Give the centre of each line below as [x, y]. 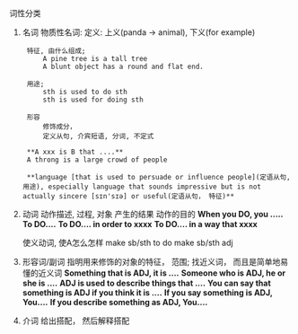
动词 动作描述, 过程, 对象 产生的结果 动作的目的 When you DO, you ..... [153, 214]
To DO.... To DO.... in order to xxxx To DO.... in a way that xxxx [140, 224]
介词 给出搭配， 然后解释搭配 [76, 321]
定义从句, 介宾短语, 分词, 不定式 [98, 136]
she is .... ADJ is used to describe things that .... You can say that [146, 283]
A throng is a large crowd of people [97, 160]
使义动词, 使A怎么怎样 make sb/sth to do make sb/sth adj [127, 242]
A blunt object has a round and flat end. [123, 66]
